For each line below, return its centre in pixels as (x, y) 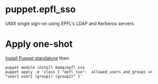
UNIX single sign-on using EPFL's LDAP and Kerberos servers (70, 23)
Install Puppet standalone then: (37, 58)
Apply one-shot (39, 44)
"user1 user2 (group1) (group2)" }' (44, 76)
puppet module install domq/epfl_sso (45, 67)
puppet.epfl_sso (41, 9)
